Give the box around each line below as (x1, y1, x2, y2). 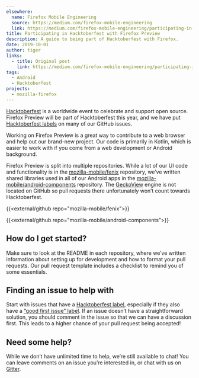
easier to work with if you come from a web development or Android (6, 144, 173, 151)
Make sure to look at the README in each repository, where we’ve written (6, 249, 186, 257)
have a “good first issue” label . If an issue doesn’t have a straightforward (6, 307, 184, 315)
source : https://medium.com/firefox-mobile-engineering (11, 20, 152, 25)
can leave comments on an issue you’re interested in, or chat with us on (6, 359, 182, 366)
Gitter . (6, 366, 21, 373)
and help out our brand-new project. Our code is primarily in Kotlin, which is (6, 137, 191, 145)
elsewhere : (6, 8, 33, 15)
